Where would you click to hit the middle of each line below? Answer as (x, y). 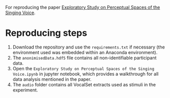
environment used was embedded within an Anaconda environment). (85, 52)
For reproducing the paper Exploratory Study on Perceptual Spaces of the (83, 7)
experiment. (25, 90)
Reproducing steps (46, 33)
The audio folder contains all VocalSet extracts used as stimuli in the (84, 84)
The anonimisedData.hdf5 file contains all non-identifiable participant (84, 58)
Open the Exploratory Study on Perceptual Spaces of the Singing (83, 68)
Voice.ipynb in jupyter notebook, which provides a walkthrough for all (86, 74)
